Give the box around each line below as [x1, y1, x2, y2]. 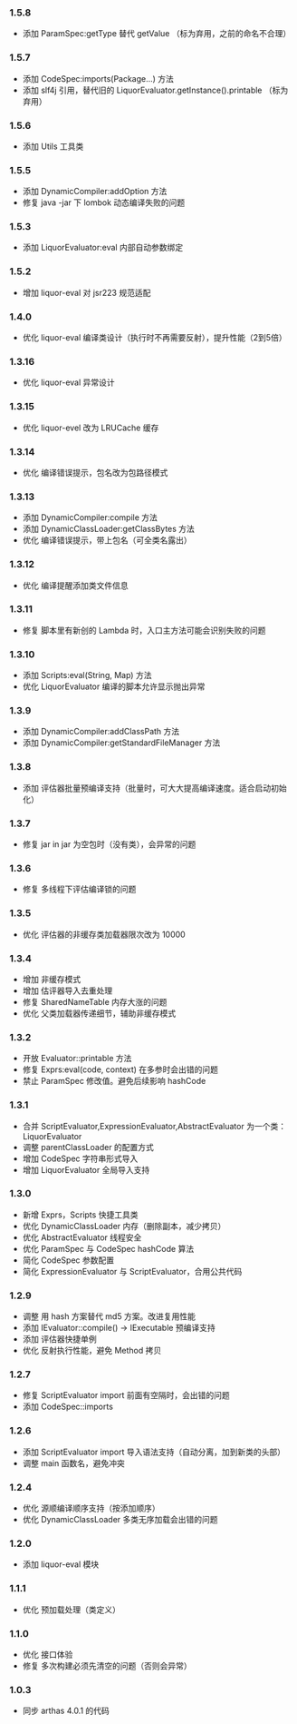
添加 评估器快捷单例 [22, 1334, 97, 1345]
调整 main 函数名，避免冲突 [22, 1457, 125, 1468]
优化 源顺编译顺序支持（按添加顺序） [22, 1502, 160, 1513]
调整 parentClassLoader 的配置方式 [22, 1141, 154, 1152]
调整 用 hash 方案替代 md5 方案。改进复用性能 [22, 1311, 196, 1322]
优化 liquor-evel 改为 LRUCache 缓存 [22, 422, 159, 433]
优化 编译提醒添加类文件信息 [22, 579, 129, 591]
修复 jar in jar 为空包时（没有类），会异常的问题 [22, 839, 196, 850]
